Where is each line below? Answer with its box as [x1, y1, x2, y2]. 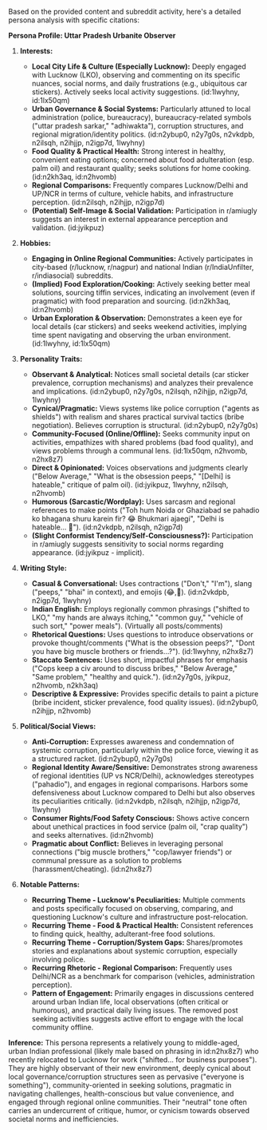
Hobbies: [19, 239, 52, 248]
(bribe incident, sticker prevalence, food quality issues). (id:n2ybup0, [31, 698, 259, 707]
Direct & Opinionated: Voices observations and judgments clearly [31, 463, 249, 472]
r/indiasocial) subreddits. [31, 271, 114, 280]
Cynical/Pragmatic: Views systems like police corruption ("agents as [31, 403, 260, 413]
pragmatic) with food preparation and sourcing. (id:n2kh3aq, [31, 296, 231, 306]
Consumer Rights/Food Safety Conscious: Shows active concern [31, 814, 249, 823]
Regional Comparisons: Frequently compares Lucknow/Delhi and [31, 180, 249, 190]
